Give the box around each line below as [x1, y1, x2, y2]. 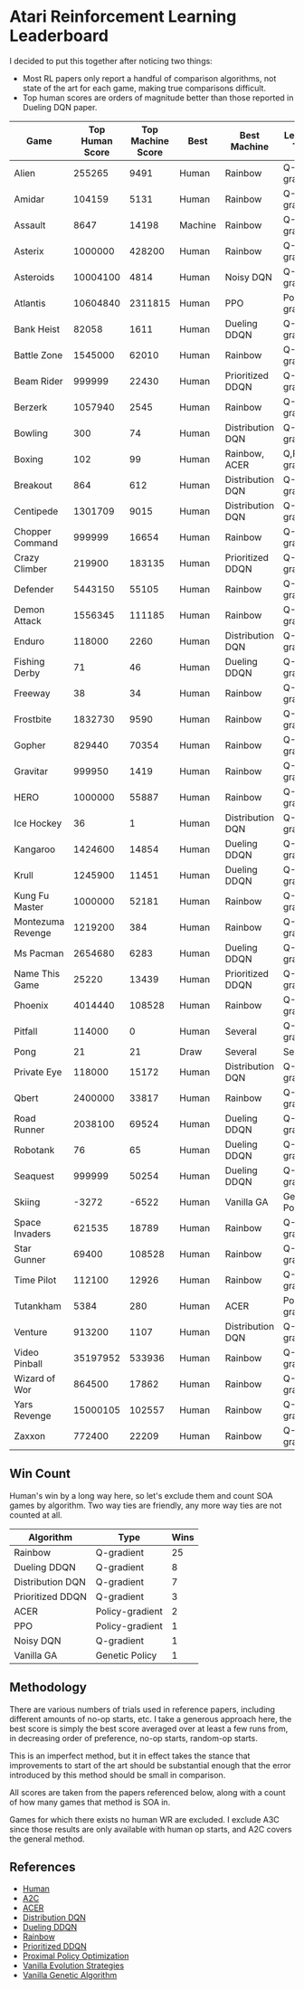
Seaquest [14, 1170, 54, 1182]
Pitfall [14, 1025, 38, 1037]
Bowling [14, 427, 48, 440]
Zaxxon [14, 1429, 46, 1442]
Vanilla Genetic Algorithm [22, 1970, 118, 1981]
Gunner [14, 1253, 46, 1265]
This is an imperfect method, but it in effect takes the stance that [9, 1750, 251, 1761]
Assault [14, 219, 46, 232]
